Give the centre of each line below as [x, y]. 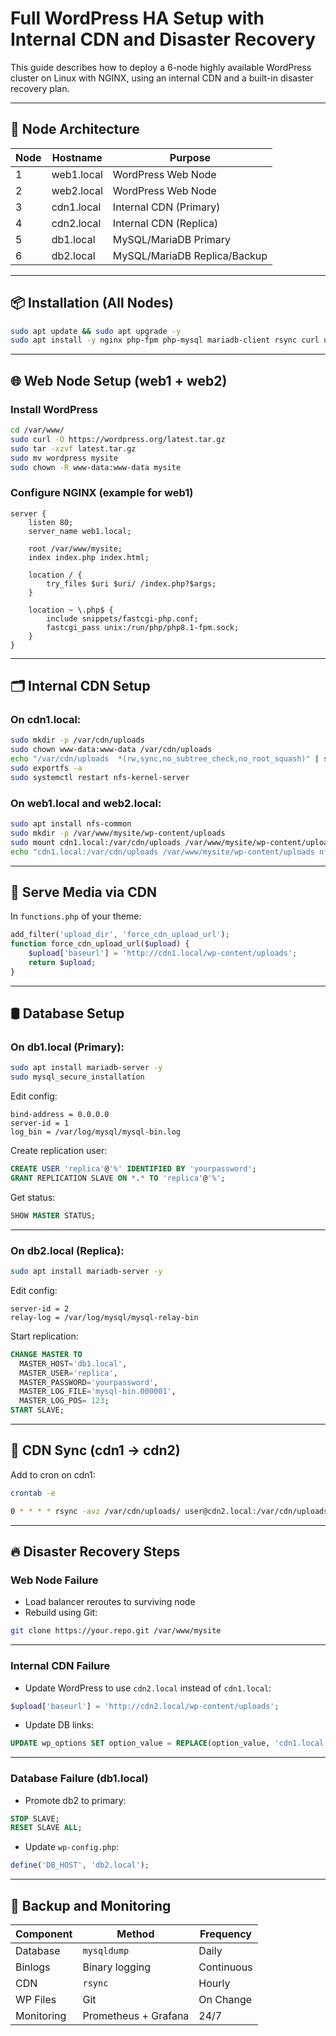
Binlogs [33, 1967]
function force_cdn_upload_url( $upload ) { [100, 944]
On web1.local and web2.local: [86, 803]
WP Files [36, 1999]
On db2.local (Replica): [67, 1250]
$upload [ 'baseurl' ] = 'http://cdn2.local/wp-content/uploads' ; [145, 1706]
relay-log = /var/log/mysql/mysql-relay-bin [104, 1317]
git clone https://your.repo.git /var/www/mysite [116, 1631]
